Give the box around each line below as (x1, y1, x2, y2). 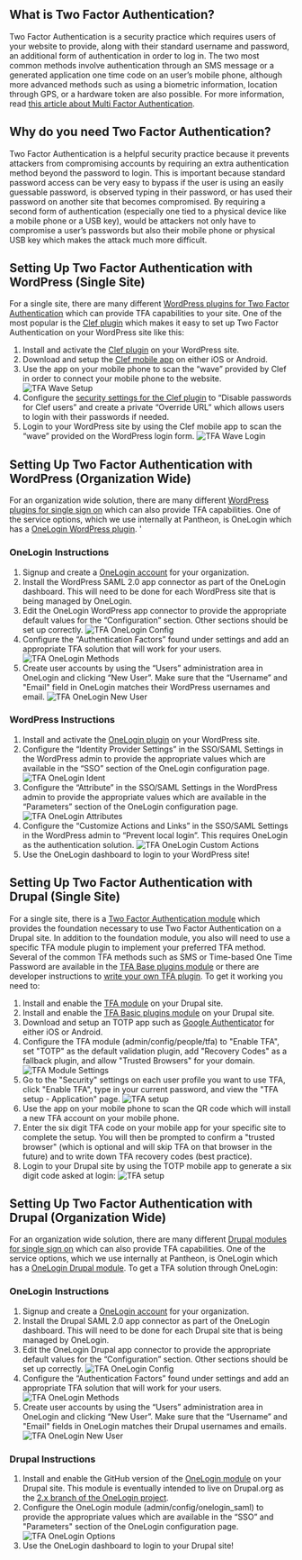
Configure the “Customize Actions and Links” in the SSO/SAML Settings (22, 820, 289, 831)
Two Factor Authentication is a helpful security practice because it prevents (9, 148, 289, 159)
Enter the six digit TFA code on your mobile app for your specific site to (22, 1122, 286, 1133)
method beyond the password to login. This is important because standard (9, 167, 286, 178)
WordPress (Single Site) (9, 275, 146, 290)
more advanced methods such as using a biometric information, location (9, 78, 278, 89)
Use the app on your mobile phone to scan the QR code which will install (22, 1103, 291, 1114)
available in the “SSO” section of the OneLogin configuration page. (22, 762, 270, 773)
